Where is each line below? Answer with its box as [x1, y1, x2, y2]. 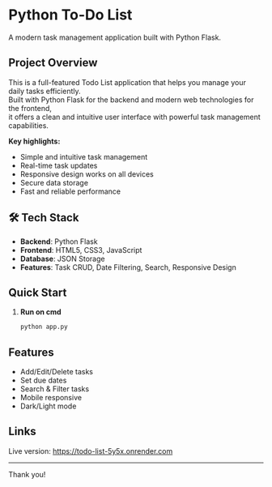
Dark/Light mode [19, 401, 77, 411]
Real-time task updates [19, 160, 98, 170]
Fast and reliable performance [19, 186, 121, 196]
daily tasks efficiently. [8, 86, 81, 96]
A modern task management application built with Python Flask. [8, 32, 221, 42]
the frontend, [8, 103, 53, 113]
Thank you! [8, 469, 46, 479]
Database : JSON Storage [19, 254, 105, 263]
